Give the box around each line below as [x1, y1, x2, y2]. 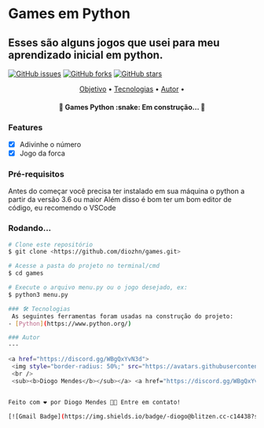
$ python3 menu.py [8, 291, 68, 298]
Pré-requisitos [8, 168, 64, 179]
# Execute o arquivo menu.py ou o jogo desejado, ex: [8, 284, 189, 291]
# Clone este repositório [8, 240, 93, 248]
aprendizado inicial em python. [8, 48, 163, 61]
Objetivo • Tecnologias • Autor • [79, 84, 185, 93]
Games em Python [8, 5, 131, 23]
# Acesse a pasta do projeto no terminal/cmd [8, 262, 159, 270]
